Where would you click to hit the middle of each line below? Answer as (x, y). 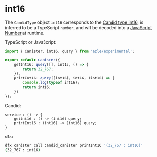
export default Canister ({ (33, 60)
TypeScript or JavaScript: (31, 42)
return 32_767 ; (38, 69)
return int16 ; (37, 87)
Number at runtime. (25, 33)
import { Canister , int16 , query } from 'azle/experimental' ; (70, 51)
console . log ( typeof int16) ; (51, 83)
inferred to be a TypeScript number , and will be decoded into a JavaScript (78, 27)
